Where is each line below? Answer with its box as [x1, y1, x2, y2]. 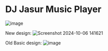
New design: [5, 30, 32, 36]
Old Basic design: [5, 39, 42, 46]
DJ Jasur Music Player [5, 4, 101, 15]
